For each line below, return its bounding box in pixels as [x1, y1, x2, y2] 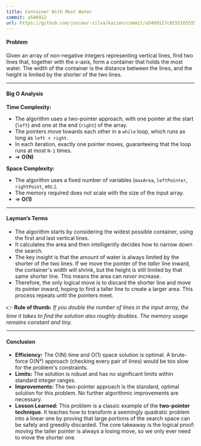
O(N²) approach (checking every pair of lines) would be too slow [29, 357, 188, 365]
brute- [171, 351, 187, 359]
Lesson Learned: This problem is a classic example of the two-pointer [14, 402, 190, 409]
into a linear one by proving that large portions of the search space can [14, 415, 190, 422]
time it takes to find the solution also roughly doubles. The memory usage [6, 312, 188, 319]
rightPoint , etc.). [14, 183, 58, 190]
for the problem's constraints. [14, 364, 89, 371]
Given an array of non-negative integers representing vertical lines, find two [6, 51, 193, 59]
